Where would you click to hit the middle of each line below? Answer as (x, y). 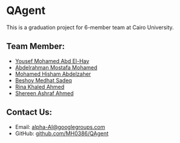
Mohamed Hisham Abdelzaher (53, 74)
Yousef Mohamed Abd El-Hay (52, 61)
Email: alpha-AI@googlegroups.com (60, 127)
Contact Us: (29, 112)
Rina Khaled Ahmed (40, 87)
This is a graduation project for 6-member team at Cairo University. (90, 27)
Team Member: (35, 46)
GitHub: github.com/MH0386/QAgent (62, 133)
